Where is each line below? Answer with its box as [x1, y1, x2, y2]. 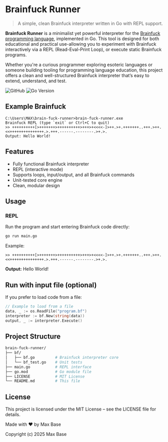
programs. [5, 52, 27, 58]
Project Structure [5, 332, 61, 341]
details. [5, 412, 21, 418]
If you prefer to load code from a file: [5, 294, 82, 300]
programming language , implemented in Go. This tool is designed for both [5, 36, 159, 42]
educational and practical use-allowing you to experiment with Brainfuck [5, 41, 157, 47]
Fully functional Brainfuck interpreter [12, 161, 90, 167]
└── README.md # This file [5, 379, 80, 384]
